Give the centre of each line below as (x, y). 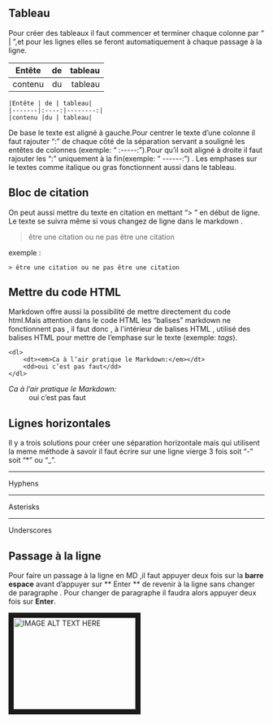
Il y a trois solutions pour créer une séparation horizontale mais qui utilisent (134, 443)
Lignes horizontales (60, 423)
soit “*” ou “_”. (32, 460)
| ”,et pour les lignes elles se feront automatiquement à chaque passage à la (135, 41)
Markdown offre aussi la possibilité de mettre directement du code (120, 311)
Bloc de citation (49, 193)
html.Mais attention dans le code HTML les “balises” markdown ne (120, 320)
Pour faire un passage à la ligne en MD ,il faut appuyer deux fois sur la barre (136, 576)
